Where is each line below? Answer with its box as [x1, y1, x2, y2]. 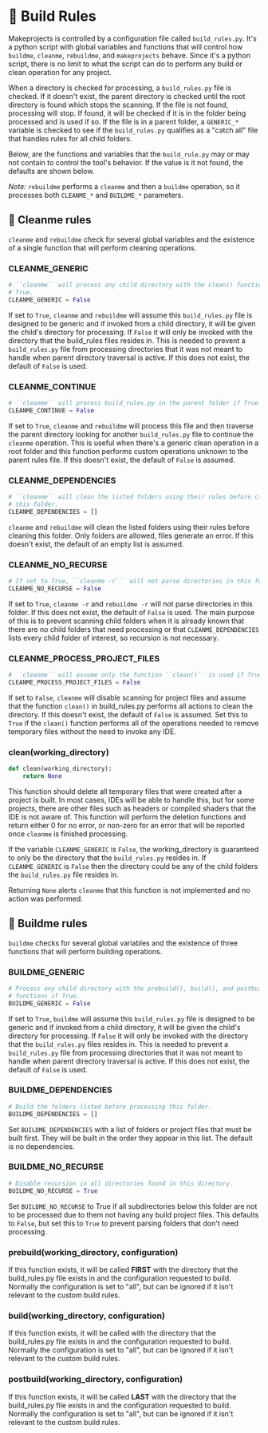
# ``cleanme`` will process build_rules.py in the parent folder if [8, 399, 241, 407]
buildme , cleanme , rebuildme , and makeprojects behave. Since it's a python [8, 50, 251, 60]
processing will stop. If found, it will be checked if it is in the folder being [8, 108, 246, 118]
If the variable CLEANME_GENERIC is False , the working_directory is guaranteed [8, 844, 259, 854]
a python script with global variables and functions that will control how [8, 41, 243, 51]
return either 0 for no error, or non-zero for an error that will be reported [8, 820, 245, 830]
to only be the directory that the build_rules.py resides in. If [8, 853, 207, 863]
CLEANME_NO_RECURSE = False [8, 584, 102, 593]
